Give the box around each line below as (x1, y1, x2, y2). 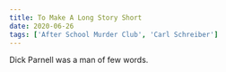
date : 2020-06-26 (9, 22, 74, 31)
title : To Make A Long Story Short (9, 13, 143, 22)
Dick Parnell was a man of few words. (9, 55, 149, 66)
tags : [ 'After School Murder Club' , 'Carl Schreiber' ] (9, 30, 219, 39)
